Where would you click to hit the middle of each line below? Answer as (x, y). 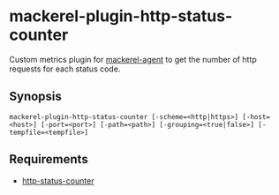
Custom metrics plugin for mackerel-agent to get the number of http (133, 59)
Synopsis (35, 97)
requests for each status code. (65, 69)
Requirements (49, 159)
